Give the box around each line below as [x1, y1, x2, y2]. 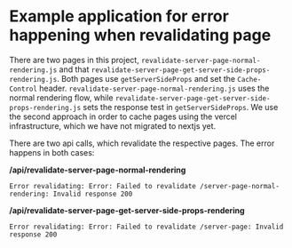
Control [9, 84, 38, 93]
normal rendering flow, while [9, 92, 114, 103]
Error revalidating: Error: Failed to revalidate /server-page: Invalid [9, 222, 284, 231]
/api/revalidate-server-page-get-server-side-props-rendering [9, 204, 245, 215]
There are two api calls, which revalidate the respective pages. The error [9, 138, 275, 148]
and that [59, 64, 90, 75]
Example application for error [9, 6, 229, 27]
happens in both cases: [9, 147, 95, 157]
